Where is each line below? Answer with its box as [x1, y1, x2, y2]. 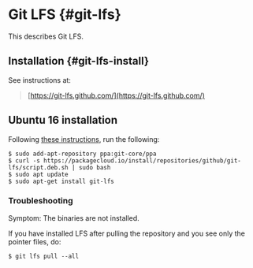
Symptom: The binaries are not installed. [8, 213, 140, 222]
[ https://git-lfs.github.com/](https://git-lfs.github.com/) [27, 91, 205, 100]
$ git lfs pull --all [8, 252, 80, 260]
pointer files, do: [8, 236, 61, 246]
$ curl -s [8, 156, 41, 165]
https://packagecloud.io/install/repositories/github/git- [43, 156, 242, 165]
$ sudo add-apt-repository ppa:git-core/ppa [8, 150, 157, 158]
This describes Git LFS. [8, 32, 84, 41]
